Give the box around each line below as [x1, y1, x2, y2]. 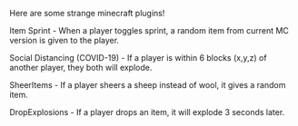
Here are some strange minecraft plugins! [9, 8, 165, 18]
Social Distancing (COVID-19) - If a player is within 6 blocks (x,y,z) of [9, 53, 267, 63]
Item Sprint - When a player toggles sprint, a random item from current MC [9, 25, 289, 35]
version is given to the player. [9, 35, 120, 45]
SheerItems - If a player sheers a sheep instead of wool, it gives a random [9, 80, 286, 90]
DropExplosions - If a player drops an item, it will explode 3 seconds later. [9, 107, 285, 117]
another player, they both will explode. [9, 63, 153, 73]
